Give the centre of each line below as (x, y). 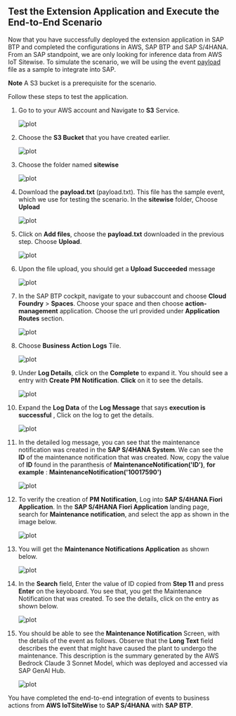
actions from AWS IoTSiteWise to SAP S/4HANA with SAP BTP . (100, 705)
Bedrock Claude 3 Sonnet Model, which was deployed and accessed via (123, 663)
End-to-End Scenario (55, 23)
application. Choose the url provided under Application (140, 311)
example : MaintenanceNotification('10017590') (90, 472)
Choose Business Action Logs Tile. (70, 345)
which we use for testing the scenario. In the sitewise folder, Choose (118, 199)
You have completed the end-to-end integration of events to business (109, 698)
